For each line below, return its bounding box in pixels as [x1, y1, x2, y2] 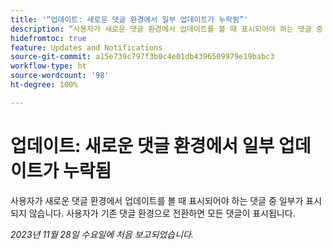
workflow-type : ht [10, 61, 87, 71]
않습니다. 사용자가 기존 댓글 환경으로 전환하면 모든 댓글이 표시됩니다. [28, 207, 296, 219]
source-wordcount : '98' [10, 71, 110, 81]
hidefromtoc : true [10, 33, 87, 43]
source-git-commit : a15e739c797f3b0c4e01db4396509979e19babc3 [10, 52, 275, 62]
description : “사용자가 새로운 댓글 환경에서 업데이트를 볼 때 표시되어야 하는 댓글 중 [10, 24, 324, 34]
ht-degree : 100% [10, 80, 78, 90]
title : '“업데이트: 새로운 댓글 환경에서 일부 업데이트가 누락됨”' [10, 14, 249, 25]
